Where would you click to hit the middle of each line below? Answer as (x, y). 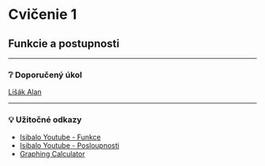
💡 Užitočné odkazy (45, 120)
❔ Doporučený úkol (45, 75)
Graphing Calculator (52, 153)
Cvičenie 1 (43, 15)
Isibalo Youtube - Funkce (60, 137)
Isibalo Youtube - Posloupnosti (69, 145)
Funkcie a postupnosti (64, 44)
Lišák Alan (25, 92)
